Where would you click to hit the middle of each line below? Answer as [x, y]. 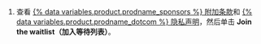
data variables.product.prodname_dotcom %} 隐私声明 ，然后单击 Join [134, 22]
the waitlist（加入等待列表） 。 [65, 32]
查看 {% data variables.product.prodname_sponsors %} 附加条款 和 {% [134, 12]
